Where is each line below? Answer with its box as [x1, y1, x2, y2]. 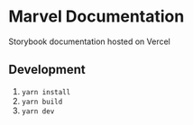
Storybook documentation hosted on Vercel [8, 36, 170, 47]
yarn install [21, 87, 71, 96]
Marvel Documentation [8, 6, 185, 27]
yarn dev [21, 106, 55, 116]
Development [8, 62, 87, 77]
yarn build [21, 97, 63, 106]
